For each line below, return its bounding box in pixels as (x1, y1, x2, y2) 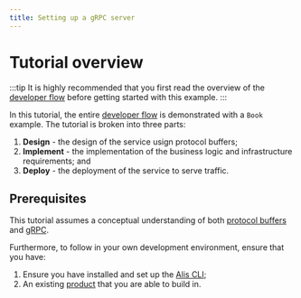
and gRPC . (9, 225, 50, 236)
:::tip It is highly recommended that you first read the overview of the (9, 82, 265, 93)
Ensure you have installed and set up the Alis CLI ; (22, 269, 207, 280)
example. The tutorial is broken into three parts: (9, 118, 186, 129)
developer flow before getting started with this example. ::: (9, 91, 228, 102)
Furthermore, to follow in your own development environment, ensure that (9, 242, 285, 253)
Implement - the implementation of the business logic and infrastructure (22, 145, 293, 156)
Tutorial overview (9, 51, 144, 72)
